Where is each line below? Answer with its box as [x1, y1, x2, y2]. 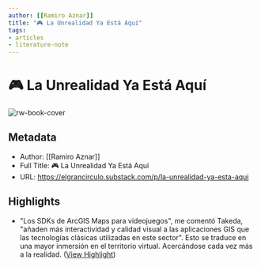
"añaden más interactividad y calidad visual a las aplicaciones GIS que [19, 224, 250, 234]
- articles [8, 33, 44, 42]
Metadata [8, 131, 57, 145]
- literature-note [8, 41, 69, 49]
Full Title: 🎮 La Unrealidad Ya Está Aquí [19, 160, 149, 170]
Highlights [8, 195, 61, 209]
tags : [8, 26, 26, 34]
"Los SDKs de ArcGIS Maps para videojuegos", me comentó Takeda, [19, 216, 244, 225]
